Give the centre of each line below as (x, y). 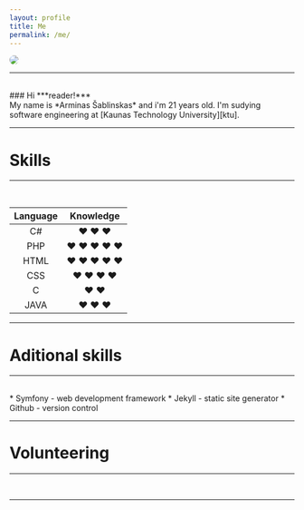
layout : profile (40, 18)
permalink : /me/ (40, 34)
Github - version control (54, 408)
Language (36, 216)
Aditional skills (66, 355)
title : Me (28, 26)
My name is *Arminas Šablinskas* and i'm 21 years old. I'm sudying (135, 105)
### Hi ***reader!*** (50, 95)
